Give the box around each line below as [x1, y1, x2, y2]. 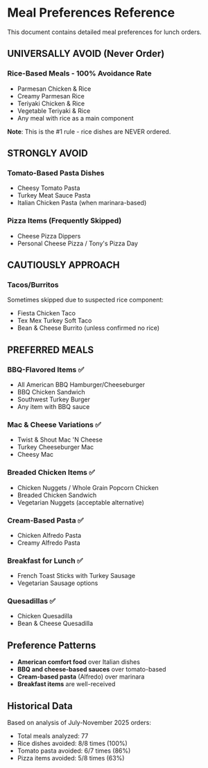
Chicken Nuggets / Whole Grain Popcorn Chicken [17, 483, 159, 491]
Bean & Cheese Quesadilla [17, 619, 94, 628]
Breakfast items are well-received [17, 680, 116, 688]
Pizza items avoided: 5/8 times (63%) [17, 754, 125, 762]
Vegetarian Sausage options [17, 579, 98, 587]
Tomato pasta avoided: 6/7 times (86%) [17, 747, 131, 755]
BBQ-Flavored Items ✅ [7, 365, 85, 374]
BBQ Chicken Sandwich [17, 387, 85, 396]
